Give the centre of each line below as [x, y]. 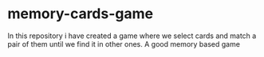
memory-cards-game [80, 14]
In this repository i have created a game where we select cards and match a [132, 36]
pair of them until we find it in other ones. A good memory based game [124, 44]
